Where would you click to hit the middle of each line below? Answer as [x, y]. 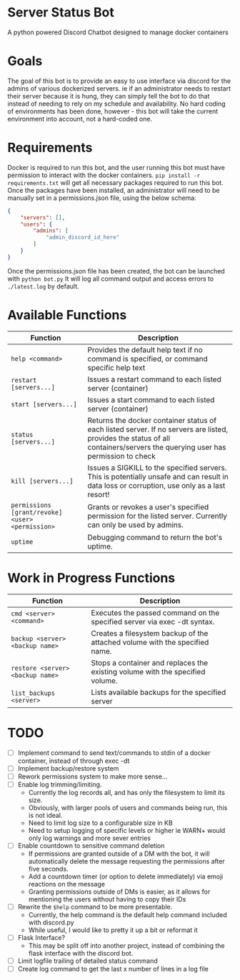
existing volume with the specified [148, 671]
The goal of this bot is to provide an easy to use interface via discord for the [119, 81]
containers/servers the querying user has [157, 447]
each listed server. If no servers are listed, [158, 429]
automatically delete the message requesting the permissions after [126, 861]
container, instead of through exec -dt [74, 761]
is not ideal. [45, 815]
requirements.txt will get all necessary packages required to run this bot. [115, 182]
